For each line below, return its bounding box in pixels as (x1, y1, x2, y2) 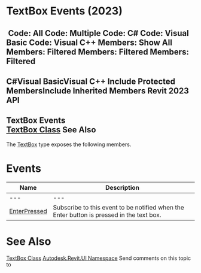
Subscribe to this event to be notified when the (53, 203, 184, 211)
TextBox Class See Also (6, 125, 96, 135)
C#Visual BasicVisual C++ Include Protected (6, 76, 175, 86)
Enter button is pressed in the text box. (53, 211, 162, 219)
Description (105, 183, 139, 192)
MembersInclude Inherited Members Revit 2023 (6, 86, 190, 96)
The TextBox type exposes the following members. (6, 141, 132, 148)
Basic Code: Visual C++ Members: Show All (6, 37, 172, 47)
